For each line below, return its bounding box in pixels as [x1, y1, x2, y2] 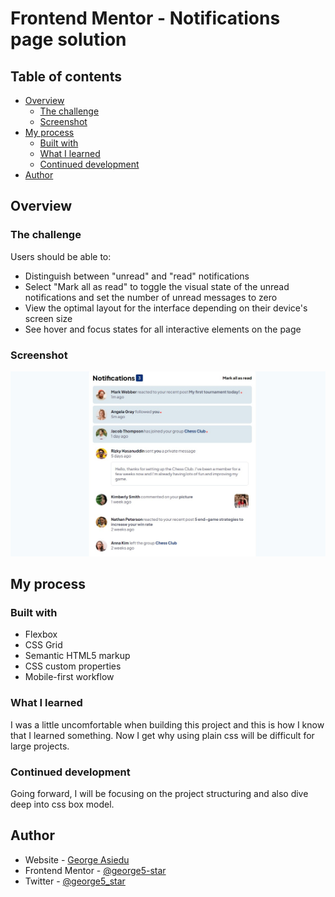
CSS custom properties [24, 660, 122, 672]
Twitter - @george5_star [24, 875, 126, 887]
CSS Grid [24, 639, 63, 651]
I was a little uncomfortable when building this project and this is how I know [10, 718, 325, 731]
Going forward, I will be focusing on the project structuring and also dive [10, 788, 309, 800]
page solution [10, 28, 127, 51]
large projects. [10, 740, 70, 752]
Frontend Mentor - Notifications [10, 7, 281, 30]
